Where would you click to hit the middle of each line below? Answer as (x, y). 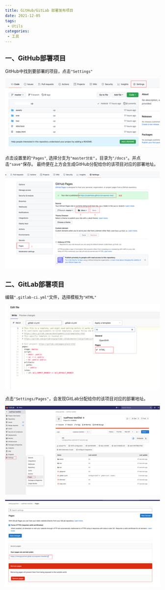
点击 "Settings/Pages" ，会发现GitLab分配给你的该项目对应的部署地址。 (77, 398)
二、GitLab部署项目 (35, 284)
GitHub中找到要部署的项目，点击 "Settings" (49, 71)
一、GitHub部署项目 (36, 59)
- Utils (15, 26)
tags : (11, 21)
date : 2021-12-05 (23, 16)
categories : (17, 31)
